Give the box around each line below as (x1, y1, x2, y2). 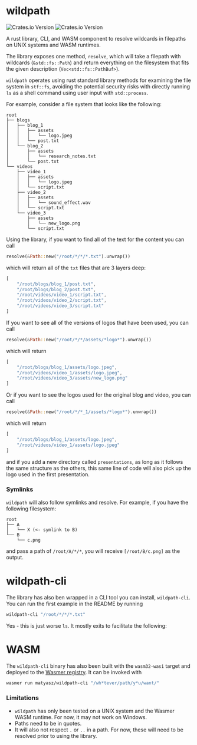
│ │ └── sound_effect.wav (17, 199, 91, 206)
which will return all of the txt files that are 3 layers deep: (6, 264, 146, 271)
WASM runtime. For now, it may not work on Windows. (14, 713, 147, 720)
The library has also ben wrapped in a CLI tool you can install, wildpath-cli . (6, 594, 191, 601)
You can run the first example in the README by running (6, 600, 143, 607)
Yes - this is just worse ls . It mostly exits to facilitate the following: (6, 622, 167, 629)
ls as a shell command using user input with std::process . (6, 89, 149, 96)
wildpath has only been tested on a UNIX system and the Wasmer (14, 707, 175, 714)
